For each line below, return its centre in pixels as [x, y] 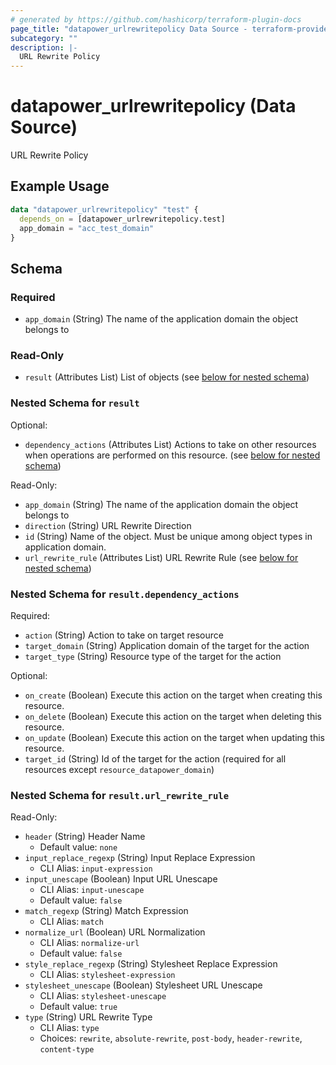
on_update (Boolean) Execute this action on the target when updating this [174, 737]
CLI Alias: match [71, 922]
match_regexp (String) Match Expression [106, 911]
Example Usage [60, 186]
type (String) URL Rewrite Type [88, 1017]
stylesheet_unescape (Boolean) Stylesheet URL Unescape [143, 985]
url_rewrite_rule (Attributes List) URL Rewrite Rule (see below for [161, 557]
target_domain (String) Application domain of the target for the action [167, 645]
